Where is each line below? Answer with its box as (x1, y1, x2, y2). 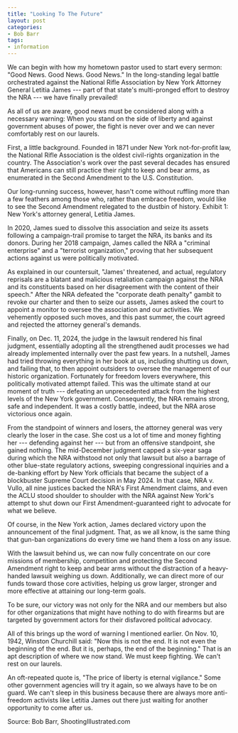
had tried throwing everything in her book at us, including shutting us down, (7, 357, 229, 365)
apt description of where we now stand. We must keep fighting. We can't (7, 652, 221, 661)
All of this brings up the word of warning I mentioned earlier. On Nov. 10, (7, 629, 219, 638)
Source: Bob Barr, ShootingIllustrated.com (7, 717, 131, 725)
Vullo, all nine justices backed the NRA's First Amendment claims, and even (7, 484, 228, 492)
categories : (7, 23, 43, 31)
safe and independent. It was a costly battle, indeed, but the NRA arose (7, 402, 216, 411)
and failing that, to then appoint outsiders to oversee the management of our (7, 364, 231, 373)
